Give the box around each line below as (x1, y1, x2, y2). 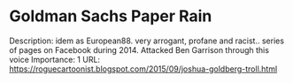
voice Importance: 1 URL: (9, 54, 100, 64)
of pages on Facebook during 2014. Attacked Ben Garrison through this (9, 44, 270, 55)
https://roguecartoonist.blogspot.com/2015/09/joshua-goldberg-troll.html (9, 64, 278, 74)
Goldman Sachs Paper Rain (9, 6, 212, 26)
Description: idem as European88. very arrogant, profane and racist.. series (9, 35, 285, 46)
